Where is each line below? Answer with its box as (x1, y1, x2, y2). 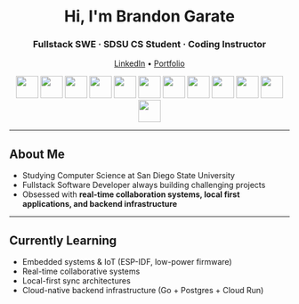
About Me (9, 146, 65, 161)
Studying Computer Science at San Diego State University (21, 170, 236, 181)
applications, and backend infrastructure (21, 199, 178, 210)
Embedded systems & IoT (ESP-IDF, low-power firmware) (21, 257, 233, 267)
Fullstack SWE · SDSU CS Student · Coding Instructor (32, 38, 267, 51)
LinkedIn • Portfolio (114, 58, 185, 69)
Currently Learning (9, 233, 117, 248)
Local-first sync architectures (21, 275, 131, 286)
